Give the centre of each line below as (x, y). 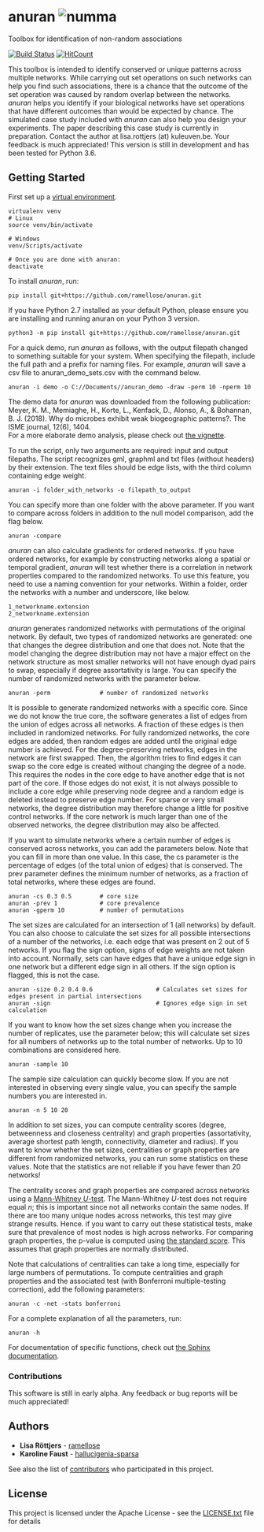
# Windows (24, 239)
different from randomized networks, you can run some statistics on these (128, 1158)
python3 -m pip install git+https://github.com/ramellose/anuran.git (125, 333)
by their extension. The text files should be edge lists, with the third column (130, 467)
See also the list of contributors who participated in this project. (111, 1469)
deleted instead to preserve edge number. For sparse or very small (116, 799)
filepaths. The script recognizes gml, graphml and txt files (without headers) (131, 459)
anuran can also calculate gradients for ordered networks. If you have (121, 550)
